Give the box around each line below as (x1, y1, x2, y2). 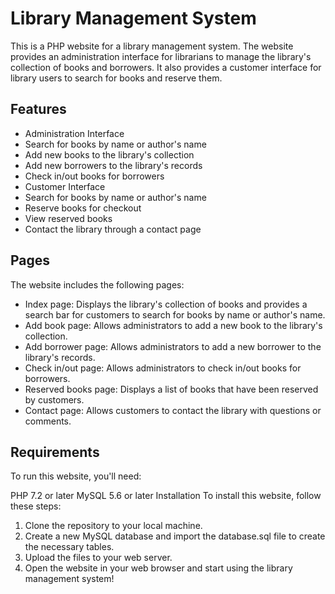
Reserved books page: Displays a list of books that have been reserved (24, 383, 319, 395)
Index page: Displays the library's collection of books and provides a (24, 298, 308, 310)
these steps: (10, 500, 62, 512)
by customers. (24, 393, 85, 406)
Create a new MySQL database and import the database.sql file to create (24, 530, 326, 542)
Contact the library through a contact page (24, 223, 202, 235)
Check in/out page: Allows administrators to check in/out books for (24, 362, 302, 374)
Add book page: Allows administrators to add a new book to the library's (24, 319, 323, 331)
